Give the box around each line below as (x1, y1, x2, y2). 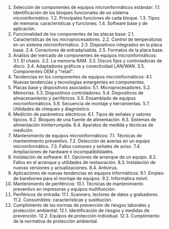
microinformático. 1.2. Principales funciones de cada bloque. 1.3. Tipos (13, 15, 160, 21)
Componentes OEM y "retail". (13, 68, 74, 74)
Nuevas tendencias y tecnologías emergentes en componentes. (13, 79, 145, 85)
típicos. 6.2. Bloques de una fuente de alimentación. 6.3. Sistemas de (13, 117, 156, 122)
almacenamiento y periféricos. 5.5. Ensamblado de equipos (13, 95, 136, 101)
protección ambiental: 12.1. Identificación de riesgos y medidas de (13, 207, 150, 213)
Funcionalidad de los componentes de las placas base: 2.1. (13, 31, 135, 37)
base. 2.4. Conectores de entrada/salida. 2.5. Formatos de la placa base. (13, 47, 164, 53)
